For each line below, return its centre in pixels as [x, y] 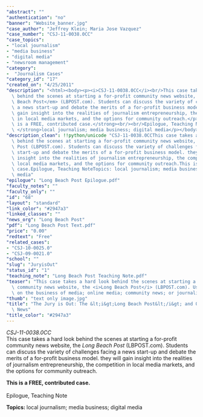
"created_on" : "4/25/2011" [40, 85]
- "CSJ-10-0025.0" [29, 248]
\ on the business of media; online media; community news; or [93, 293]
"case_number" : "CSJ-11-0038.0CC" [50, 34]
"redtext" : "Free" [29, 236]
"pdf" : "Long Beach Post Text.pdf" [51, 225]
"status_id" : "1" [28, 270]
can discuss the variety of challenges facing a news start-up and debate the [101, 352]
